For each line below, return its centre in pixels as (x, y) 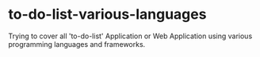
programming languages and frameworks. (77, 44)
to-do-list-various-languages (107, 14)
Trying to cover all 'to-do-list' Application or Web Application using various (130, 36)
